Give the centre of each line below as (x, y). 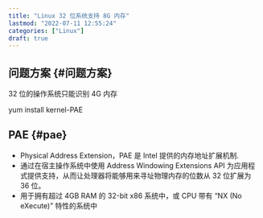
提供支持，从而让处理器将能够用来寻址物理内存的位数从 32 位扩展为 (139, 175)
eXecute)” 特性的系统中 (59, 205)
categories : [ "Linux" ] (46, 31)
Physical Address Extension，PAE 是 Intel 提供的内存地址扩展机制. (129, 155)
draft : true (28, 38)
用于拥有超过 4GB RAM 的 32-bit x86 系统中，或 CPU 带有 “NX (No (131, 195)
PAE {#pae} (38, 135)
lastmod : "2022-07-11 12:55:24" (62, 23)
